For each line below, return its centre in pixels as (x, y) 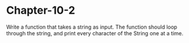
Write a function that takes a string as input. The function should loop (92, 27)
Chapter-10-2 (41, 10)
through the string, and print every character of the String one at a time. (95, 33)
